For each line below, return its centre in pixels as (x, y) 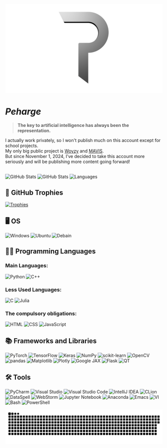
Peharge (23, 111)
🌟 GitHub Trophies (34, 192)
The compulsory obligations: (41, 314)
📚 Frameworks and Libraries (51, 341)
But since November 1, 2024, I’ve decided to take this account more (75, 157)
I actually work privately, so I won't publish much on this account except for (83, 140)
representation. (34, 131)
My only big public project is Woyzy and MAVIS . (54, 151)
